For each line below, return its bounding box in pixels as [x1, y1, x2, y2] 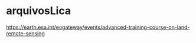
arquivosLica [6, 4, 71, 18]
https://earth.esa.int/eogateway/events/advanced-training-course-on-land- [6, 24, 190, 31]
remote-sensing [6, 29, 45, 37]
